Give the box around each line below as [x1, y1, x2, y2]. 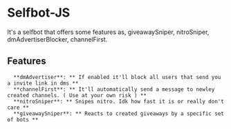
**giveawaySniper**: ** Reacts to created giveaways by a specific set [13, 110, 225, 117]
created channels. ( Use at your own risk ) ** [7, 92, 147, 98]
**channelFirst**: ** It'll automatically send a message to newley [13, 85, 215, 93]
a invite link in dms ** [7, 80, 79, 87]
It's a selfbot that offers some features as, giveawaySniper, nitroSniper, [7, 28, 210, 36]
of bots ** [7, 116, 39, 123]
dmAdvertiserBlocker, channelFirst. [7, 35, 108, 43]
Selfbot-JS [7, 5, 71, 21]
